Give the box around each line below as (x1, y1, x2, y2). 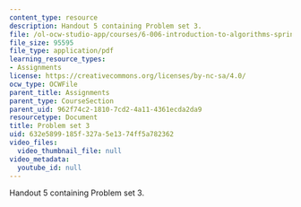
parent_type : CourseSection (9, 96, 115, 106)
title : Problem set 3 (9, 122, 90, 131)
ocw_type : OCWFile (9, 80, 78, 89)
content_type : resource (9, 13, 99, 22)
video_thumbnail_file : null (17, 146, 123, 155)
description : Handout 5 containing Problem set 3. (9, 22, 202, 30)
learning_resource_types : (9, 55, 106, 64)
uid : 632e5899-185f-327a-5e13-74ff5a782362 (9, 130, 175, 139)
